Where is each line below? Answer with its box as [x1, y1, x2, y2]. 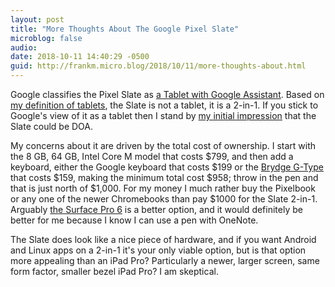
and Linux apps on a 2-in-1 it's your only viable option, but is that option [10, 244, 307, 256]
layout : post [10, 14, 65, 25]
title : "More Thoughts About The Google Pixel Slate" [10, 24, 240, 34]
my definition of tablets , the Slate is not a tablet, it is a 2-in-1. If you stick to [10, 99, 319, 111]
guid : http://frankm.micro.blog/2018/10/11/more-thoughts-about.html [10, 61, 307, 71]
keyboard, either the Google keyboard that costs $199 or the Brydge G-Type [10, 161, 324, 173]
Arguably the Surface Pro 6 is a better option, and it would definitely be [10, 204, 303, 215]
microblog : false [10, 33, 83, 43]
